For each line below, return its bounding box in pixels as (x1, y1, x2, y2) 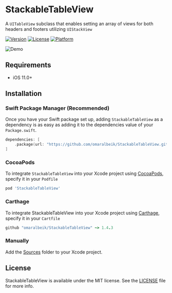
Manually (5, 237, 29, 244)
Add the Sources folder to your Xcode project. (5, 249, 103, 255)
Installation (5, 89, 42, 98)
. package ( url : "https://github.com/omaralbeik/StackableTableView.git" (14, 142, 170, 147)
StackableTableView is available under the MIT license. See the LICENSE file (5, 277, 166, 283)
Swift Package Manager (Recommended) (5, 105, 110, 112)
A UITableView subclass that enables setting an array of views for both (5, 21, 154, 27)
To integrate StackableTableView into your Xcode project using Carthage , (5, 209, 160, 216)
